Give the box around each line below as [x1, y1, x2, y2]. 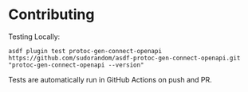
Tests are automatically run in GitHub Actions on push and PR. [8, 75, 213, 84]
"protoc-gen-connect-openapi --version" [8, 61, 145, 69]
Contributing [8, 6, 95, 24]
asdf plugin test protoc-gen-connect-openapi [8, 47, 162, 55]
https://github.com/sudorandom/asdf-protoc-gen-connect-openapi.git [8, 54, 241, 62]
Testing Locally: [8, 32, 61, 41]
